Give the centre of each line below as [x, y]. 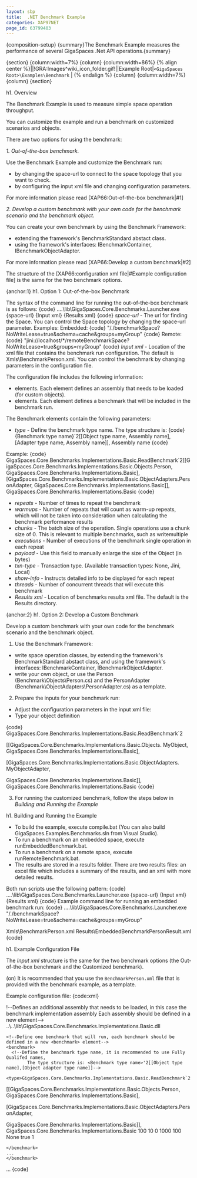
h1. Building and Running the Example [51, 816]
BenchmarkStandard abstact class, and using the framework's [90, 662]
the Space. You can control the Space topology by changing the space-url [96, 321]
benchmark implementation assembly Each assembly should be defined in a [98, 1014]
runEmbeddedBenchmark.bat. [51, 846]
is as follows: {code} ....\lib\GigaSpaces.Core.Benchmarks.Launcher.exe [93, 309]
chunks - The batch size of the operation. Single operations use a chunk [102, 528]
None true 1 [20, 1137]
